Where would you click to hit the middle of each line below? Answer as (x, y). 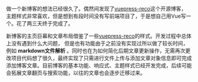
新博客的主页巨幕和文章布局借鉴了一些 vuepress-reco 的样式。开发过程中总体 (99, 36)
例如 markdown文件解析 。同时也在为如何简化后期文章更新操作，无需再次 (96, 51)
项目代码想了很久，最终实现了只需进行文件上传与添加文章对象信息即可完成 (101, 58)
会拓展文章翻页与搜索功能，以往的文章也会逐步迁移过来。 (76, 73)
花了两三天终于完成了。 (45, 23)
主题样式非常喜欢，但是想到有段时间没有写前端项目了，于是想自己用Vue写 (96, 16)
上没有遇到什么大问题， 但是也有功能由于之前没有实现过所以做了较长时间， (97, 43)
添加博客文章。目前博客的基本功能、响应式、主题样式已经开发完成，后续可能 (99, 65)
